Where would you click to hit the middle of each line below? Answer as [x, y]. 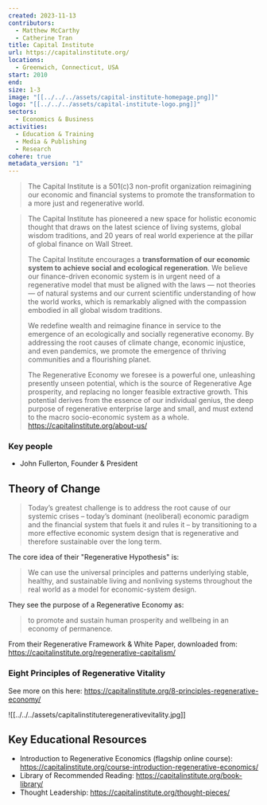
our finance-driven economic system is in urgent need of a [124, 276]
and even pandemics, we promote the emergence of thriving [127, 351]
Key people [31, 447]
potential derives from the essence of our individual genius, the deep [141, 401]
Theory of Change [54, 488]
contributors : [32, 23]
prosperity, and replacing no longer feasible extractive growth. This [138, 392]
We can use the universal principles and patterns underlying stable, [138, 572]
